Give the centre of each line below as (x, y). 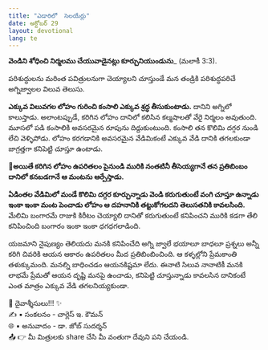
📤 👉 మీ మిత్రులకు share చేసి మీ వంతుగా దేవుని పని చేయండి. (99, 337)
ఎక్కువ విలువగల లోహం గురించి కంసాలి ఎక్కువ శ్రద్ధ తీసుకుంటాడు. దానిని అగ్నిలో (120, 107)
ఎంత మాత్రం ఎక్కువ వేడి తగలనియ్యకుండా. (69, 286)
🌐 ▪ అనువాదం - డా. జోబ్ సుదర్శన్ (58, 326)
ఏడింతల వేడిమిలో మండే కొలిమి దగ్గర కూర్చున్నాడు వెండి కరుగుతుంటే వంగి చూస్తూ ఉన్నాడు (134, 194)
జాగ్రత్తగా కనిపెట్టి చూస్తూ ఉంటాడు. (55, 149)
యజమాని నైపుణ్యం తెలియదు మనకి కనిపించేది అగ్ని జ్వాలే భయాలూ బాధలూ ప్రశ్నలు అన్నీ (134, 244)
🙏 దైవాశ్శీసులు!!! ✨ (35, 303)
